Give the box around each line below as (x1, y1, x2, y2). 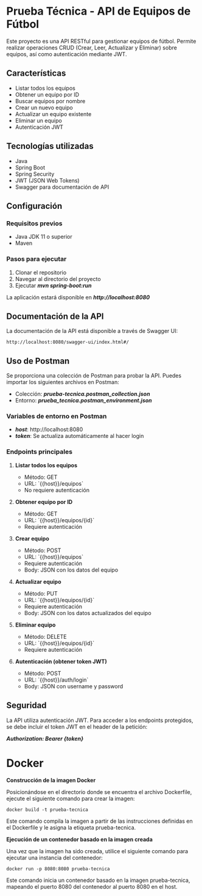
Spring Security (15, 170, 55, 178)
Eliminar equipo (15, 621, 56, 628)
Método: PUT (24, 589, 58, 597)
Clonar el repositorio (15, 269, 67, 276)
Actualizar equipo (15, 578, 61, 585)
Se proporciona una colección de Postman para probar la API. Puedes (6, 372, 181, 379)
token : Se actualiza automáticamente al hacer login (15, 432, 144, 440)
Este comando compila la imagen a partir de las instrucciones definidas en (6, 817, 193, 825)
